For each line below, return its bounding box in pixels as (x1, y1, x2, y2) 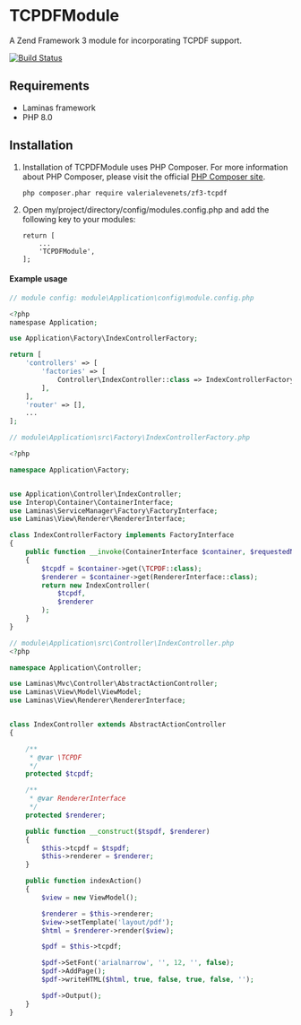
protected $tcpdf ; (25, 769, 94, 778)
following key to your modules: (21, 213, 136, 224)
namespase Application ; (9, 317, 99, 327)
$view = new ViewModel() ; (41, 893, 139, 902)
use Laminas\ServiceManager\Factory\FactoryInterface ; (9, 506, 219, 516)
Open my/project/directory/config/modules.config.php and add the (21, 204, 270, 215)
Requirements (9, 78, 90, 94)
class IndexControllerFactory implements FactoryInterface (9, 531, 235, 540)
